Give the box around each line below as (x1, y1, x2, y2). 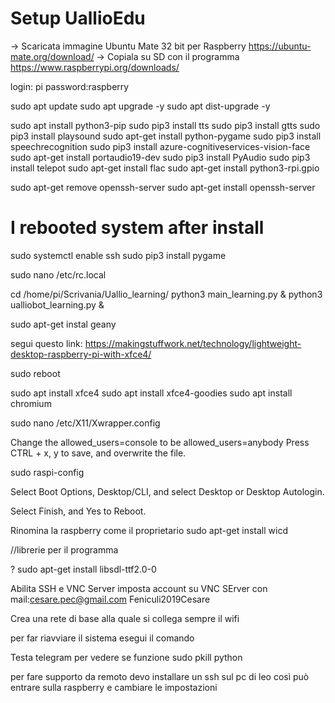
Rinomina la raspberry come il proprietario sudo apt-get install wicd (10, 524, 288, 536)
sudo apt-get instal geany (10, 318, 117, 330)
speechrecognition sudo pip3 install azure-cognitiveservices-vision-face (10, 140, 311, 152)
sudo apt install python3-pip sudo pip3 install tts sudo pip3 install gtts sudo (10, 119, 321, 131)
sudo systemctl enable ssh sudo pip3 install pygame (10, 249, 227, 261)
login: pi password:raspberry (10, 80, 130, 92)
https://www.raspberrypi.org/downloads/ (10, 61, 180, 73)
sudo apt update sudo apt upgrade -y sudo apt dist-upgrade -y (10, 100, 271, 112)
